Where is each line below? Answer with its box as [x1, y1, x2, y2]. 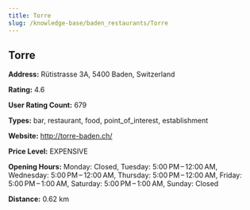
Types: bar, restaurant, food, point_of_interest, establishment [8, 116, 209, 126]
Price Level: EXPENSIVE [8, 146, 89, 156]
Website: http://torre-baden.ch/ [8, 131, 113, 141]
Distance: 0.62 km [8, 194, 70, 204]
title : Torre [8, 11, 52, 20]
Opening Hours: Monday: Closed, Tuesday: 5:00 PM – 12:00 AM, [8, 162, 218, 172]
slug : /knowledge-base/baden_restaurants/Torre [8, 19, 169, 27]
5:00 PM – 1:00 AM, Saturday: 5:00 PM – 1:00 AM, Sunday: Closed [8, 179, 219, 189]
